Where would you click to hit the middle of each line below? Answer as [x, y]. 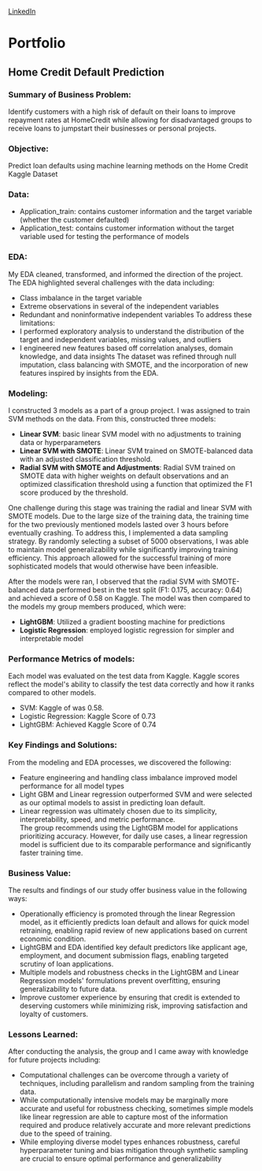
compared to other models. [52, 693]
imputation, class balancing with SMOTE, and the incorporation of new [134, 364]
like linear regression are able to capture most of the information [124, 1117]
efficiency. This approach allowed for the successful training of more [120, 558]
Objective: [28, 149]
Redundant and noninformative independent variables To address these [136, 315]
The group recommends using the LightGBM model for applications [129, 827]
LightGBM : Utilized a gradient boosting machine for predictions [122, 622]
